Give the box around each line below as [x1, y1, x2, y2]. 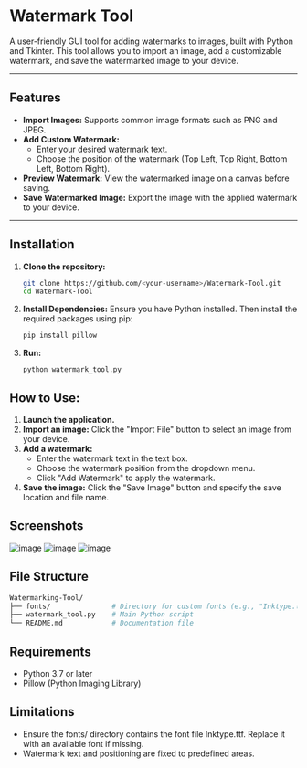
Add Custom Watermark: [22, 133, 121, 144]
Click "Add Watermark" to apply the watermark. [36, 472, 216, 483]
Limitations [9, 704, 75, 720]
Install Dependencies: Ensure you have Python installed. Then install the [22, 303, 298, 315]
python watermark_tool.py [22, 365, 122, 374]
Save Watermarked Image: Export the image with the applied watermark [22, 192, 298, 203]
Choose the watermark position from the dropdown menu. [36, 463, 256, 473]
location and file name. [22, 492, 110, 502]
